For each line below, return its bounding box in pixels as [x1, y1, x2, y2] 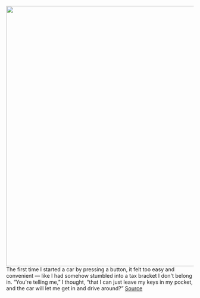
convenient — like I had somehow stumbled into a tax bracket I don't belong [6, 272, 192, 279]
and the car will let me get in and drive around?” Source [6, 285, 143, 291]
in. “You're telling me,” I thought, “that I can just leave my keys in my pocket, [6, 278, 193, 286]
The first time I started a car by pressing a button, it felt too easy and [6, 266, 175, 273]
